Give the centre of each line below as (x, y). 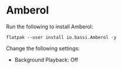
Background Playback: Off (46, 60)
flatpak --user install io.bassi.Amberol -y (61, 37)
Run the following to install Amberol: (50, 27)
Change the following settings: (43, 48)
